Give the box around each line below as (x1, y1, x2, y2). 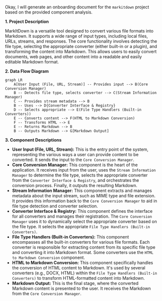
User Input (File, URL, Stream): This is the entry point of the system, (12, 146, 148, 152)
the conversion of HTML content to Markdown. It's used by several (12, 265, 146, 270)
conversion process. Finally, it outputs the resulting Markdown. (12, 183, 138, 188)
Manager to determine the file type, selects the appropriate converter (12, 172, 148, 178)
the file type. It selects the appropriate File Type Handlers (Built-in (12, 224, 150, 229)
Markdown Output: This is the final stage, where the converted (12, 281, 139, 286)
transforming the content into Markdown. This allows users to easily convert (5, 48, 157, 54)
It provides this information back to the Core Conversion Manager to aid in (12, 198, 157, 204)
